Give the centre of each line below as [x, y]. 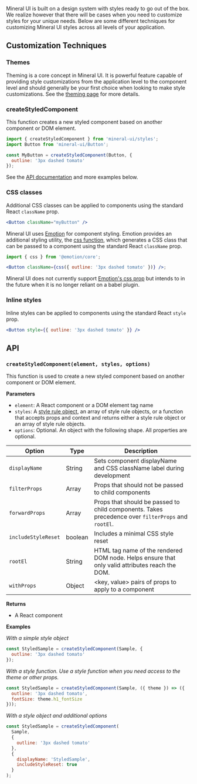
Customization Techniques [56, 46]
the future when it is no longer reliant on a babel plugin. [73, 285]
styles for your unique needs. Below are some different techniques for [91, 21]
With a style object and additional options [57, 716]
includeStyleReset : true [47, 765]
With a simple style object [38, 638]
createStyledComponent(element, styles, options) [78, 364]
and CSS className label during [139, 468]
